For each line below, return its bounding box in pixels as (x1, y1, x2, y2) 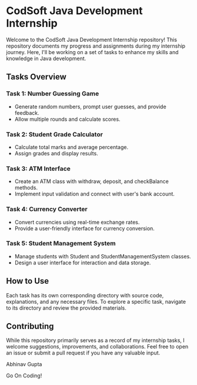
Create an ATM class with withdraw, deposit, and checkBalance (14, 178, 169, 185)
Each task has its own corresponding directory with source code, (6, 291, 164, 298)
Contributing (6, 321, 54, 331)
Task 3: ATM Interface (6, 164, 71, 172)
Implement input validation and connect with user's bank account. (14, 190, 175, 198)
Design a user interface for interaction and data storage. (14, 259, 151, 266)
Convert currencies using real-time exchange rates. (14, 218, 140, 225)
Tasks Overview (6, 72, 66, 82)
